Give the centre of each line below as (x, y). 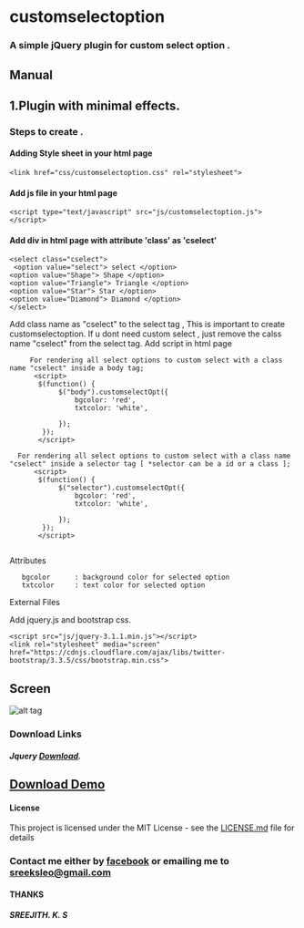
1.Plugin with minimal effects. (95, 105)
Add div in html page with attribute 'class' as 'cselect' (113, 240)
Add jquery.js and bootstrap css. (71, 620)
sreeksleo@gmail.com (61, 872)
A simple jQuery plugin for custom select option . (120, 46)
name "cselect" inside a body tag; (77, 368)
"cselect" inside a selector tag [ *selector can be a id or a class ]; (150, 464)
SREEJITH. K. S (39, 915)
